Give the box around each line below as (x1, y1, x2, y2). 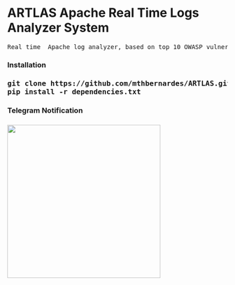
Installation (7, 60, 47, 69)
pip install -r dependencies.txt (7, 87, 141, 96)
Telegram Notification (7, 105, 83, 115)
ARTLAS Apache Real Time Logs (7, 5, 199, 21)
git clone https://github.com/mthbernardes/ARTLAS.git (7, 78, 232, 88)
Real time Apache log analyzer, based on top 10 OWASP (7, 43, 203, 50)
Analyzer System (7, 20, 110, 36)
